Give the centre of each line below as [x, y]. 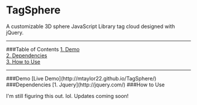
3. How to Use [23, 61]
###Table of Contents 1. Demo [43, 49]
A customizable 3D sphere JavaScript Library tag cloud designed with [91, 26]
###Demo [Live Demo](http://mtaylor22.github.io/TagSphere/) [81, 78]
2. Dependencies [27, 55]
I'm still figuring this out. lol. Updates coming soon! [67, 96]
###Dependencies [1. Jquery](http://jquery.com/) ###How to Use [86, 85]
